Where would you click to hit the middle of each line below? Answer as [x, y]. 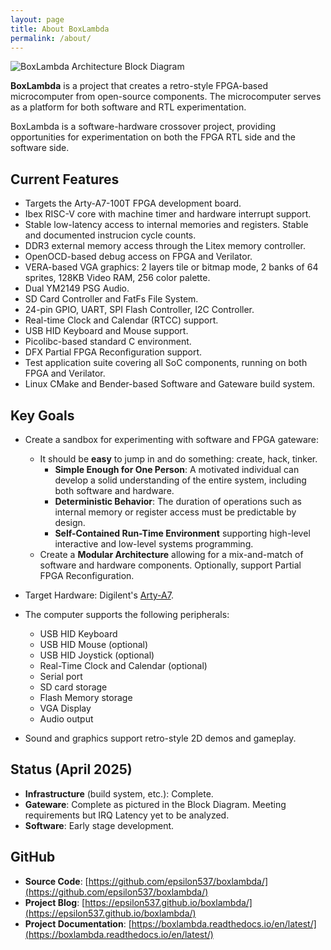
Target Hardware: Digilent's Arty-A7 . [99, 595]
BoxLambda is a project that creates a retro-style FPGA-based [139, 86]
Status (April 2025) [71, 769]
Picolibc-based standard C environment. [108, 342]
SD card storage [73, 687]
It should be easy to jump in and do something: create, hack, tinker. [178, 459]
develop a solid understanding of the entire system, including [180, 480]
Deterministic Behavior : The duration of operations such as [178, 501]
